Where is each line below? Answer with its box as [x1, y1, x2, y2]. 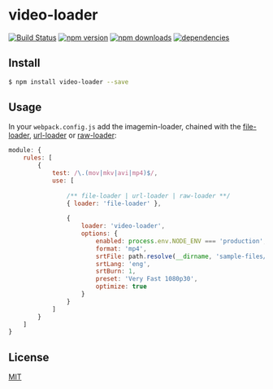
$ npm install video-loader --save [8, 77, 129, 86]
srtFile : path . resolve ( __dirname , [95, 252, 213, 260]
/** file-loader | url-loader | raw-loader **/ [66, 191, 231, 200]
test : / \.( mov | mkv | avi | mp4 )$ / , [51, 169, 158, 177]
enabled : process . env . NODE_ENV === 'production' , [95, 237, 267, 245]
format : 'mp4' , [95, 244, 148, 253]
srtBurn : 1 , [95, 267, 136, 276]
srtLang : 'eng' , [95, 260, 151, 268]
